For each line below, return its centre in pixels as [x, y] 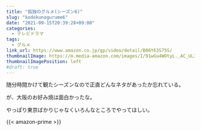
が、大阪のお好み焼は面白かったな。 [51, 97]
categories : [21, 28]
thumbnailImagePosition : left [44, 61]
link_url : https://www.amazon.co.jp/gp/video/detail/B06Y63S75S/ [89, 51]
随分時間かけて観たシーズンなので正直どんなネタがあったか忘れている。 [95, 85]
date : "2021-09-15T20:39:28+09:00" [51, 23]
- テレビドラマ [28, 34]
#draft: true [22, 67]
